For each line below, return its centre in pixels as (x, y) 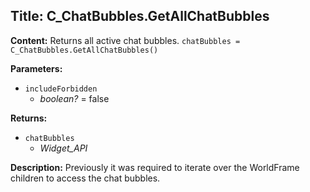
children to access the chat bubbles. (85, 178)
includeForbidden (61, 89)
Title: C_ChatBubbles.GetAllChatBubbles (140, 16)
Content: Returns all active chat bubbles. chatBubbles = (125, 40)
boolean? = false (74, 98)
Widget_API (63, 148)
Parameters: (36, 68)
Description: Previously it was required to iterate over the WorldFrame (155, 167)
